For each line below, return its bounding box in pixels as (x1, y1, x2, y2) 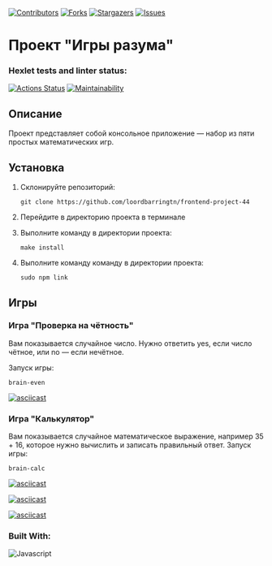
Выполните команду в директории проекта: (19, 228, 172, 238)
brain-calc (8, 464, 45, 473)
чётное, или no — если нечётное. (8, 347, 124, 356)
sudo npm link (19, 274, 68, 282)
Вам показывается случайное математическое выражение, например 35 (8, 431, 264, 442)
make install (19, 244, 65, 252)
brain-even (8, 378, 45, 387)
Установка (8, 161, 65, 175)
